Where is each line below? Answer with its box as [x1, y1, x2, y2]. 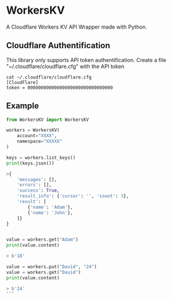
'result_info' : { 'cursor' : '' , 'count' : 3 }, [17, 193, 129, 200]
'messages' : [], [17, 176, 58, 182]
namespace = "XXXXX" [17, 138, 62, 145]
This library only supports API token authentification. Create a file [6, 56, 167, 63]
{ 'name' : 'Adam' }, [27, 204, 73, 210]
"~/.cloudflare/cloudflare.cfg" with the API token [6, 63, 125, 70]
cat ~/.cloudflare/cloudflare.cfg [6, 74, 92, 80]
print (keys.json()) [6, 160, 55, 166]
